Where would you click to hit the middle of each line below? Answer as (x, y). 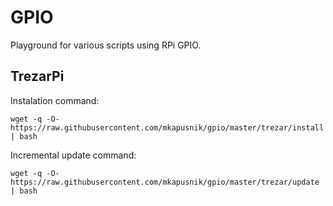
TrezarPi (37, 76)
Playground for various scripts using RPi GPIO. (106, 45)
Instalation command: (55, 100)
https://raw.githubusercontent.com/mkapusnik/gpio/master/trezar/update (165, 182)
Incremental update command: (73, 155)
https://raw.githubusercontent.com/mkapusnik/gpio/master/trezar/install (167, 127)
